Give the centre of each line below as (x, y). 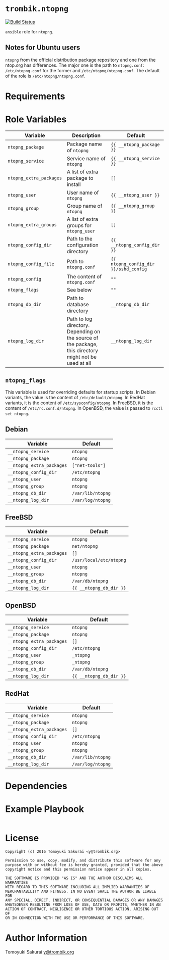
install (74, 184)
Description (87, 135)
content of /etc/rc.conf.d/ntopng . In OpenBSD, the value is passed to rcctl (84, 408)
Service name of (86, 158)
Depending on (83, 331)
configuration (83, 245)
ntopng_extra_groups (32, 225)
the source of (82, 338)
